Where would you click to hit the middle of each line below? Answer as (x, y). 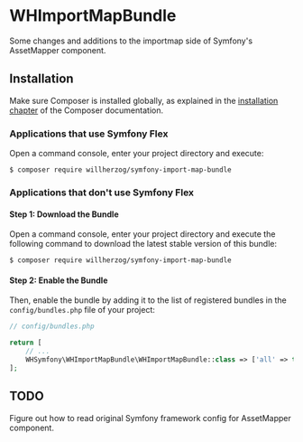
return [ (26, 343)
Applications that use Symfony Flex (89, 134)
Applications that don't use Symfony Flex (102, 193)
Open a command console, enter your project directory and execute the (142, 234)
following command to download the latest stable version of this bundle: (143, 244)
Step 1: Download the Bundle (64, 214)
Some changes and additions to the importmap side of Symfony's (131, 41)
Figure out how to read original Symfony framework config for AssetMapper (150, 418)
